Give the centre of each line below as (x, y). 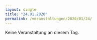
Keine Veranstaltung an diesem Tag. (42, 33)
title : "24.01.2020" (27, 14)
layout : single (21, 10)
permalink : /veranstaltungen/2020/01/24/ (49, 19)
